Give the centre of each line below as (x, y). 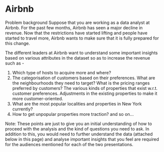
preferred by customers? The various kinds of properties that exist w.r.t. (85, 88)
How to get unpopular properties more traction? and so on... (73, 114)
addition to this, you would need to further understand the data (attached (79, 134)
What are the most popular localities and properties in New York (77, 104)
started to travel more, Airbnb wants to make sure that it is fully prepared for (82, 38)
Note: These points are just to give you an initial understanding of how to (79, 124)
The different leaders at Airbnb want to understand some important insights (82, 53)
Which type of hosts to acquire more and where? (62, 72)
